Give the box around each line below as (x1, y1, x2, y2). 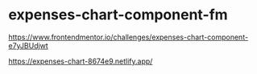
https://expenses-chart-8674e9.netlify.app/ (8, 56, 153, 66)
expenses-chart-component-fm (8, 6, 228, 24)
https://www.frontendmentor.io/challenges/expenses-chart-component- (8, 32, 248, 42)
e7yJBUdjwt (8, 40, 48, 50)
